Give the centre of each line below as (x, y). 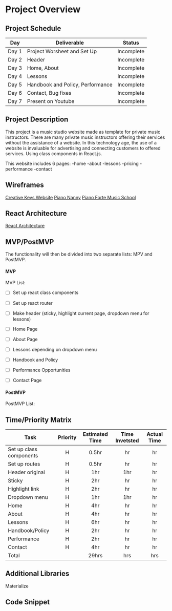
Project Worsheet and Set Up (62, 51)
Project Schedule (33, 28)
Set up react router (33, 303)
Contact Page (27, 380)
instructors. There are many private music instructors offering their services (85, 137)
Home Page (25, 329)
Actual (155, 434)
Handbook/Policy (29, 531)
